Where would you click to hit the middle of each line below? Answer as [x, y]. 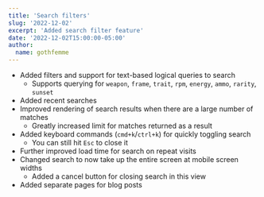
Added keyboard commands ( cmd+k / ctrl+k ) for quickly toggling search [135, 134]
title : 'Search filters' [49, 15]
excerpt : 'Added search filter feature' [76, 30]
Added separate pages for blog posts [81, 185]
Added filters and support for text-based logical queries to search [128, 75]
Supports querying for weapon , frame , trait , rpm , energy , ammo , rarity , [144, 83]
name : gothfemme [42, 52]
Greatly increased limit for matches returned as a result [122, 126]
